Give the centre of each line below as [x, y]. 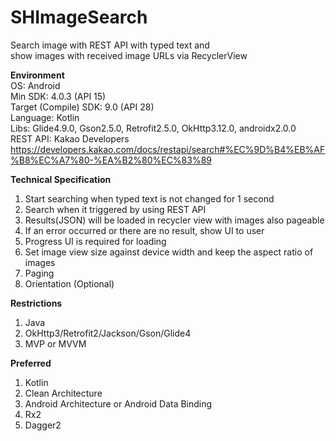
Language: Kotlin [45, 117]
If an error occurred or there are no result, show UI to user [144, 230]
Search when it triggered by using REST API [115, 209]
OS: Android [35, 85]
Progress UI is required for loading [95, 241]
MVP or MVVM [55, 343]
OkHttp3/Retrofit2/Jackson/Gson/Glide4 [108, 333]
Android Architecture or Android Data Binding [118, 403]
